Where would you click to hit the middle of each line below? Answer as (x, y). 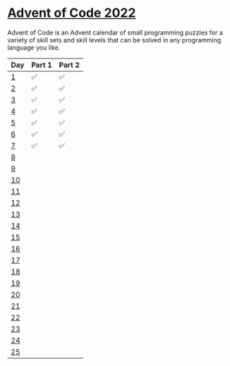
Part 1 (42, 65)
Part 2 (69, 65)
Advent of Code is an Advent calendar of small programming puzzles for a (115, 32)
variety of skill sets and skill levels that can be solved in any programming (114, 39)
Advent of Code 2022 (72, 13)
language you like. (34, 47)
